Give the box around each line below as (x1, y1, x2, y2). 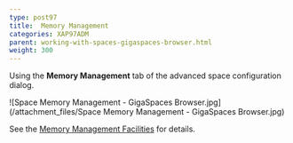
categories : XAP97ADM (9, 29, 90, 38)
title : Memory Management (9, 21, 109, 30)
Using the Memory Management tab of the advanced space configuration (9, 70, 281, 81)
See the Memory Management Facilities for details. (9, 123, 195, 134)
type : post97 (9, 12, 58, 22)
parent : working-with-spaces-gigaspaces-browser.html (9, 37, 213, 47)
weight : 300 (9, 46, 53, 55)
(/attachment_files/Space (9, 107, 102, 117)
